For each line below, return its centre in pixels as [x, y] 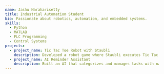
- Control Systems [28, 41]
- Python [18, 28]
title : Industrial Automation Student [44, 14]
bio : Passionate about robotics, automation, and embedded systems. [76, 18]
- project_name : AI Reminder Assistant [50, 59]
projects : [15, 46]
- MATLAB [18, 32]
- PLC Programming [28, 37]
